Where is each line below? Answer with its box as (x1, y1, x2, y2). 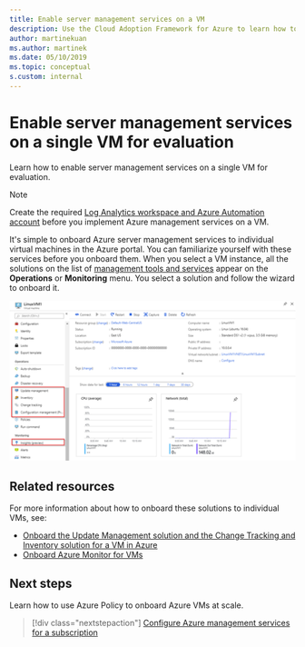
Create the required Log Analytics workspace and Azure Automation (9, 206, 265, 217)
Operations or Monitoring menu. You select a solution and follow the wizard (9, 273, 295, 284)
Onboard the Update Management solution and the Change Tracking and (22, 530, 296, 541)
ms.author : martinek (9, 44, 88, 53)
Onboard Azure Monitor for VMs (22, 550, 143, 561)
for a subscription (31, 627, 98, 638)
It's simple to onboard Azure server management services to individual (9, 234, 274, 244)
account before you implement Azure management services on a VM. (9, 216, 270, 227)
